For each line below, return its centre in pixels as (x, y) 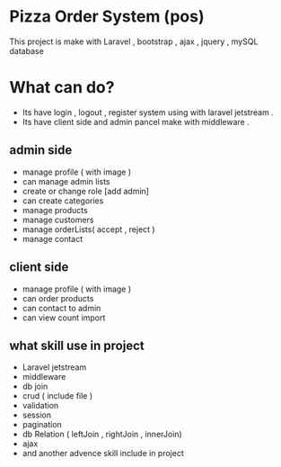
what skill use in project (77, 345)
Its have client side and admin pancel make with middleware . (136, 121)
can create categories (63, 201)
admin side (41, 150)
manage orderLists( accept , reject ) (88, 229)
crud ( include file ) (57, 396)
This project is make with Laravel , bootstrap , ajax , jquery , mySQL (134, 41)
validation (40, 406)
